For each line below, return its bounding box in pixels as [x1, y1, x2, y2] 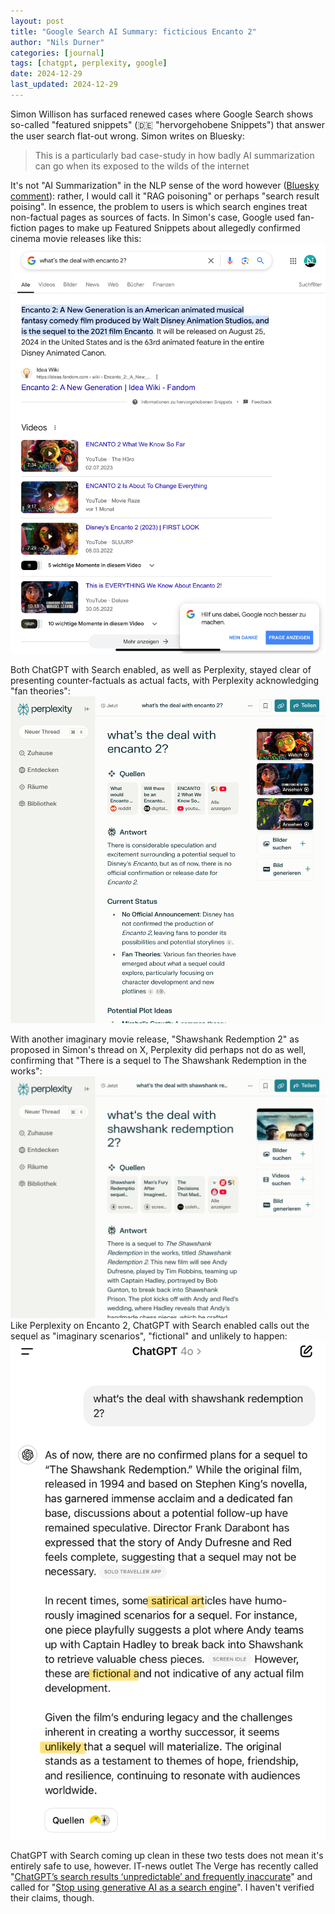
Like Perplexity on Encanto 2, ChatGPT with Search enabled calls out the [10, 1320, 310, 1332]
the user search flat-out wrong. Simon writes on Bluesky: [10, 130, 245, 142]
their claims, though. [10, 1891, 95, 1904]
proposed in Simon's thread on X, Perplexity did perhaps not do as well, [10, 1044, 307, 1056]
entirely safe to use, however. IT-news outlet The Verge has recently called [10, 1860, 319, 1872]
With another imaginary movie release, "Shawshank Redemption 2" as [10, 1033, 300, 1045]
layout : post [10, 16, 65, 26]
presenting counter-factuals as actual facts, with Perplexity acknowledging [10, 675, 320, 687]
